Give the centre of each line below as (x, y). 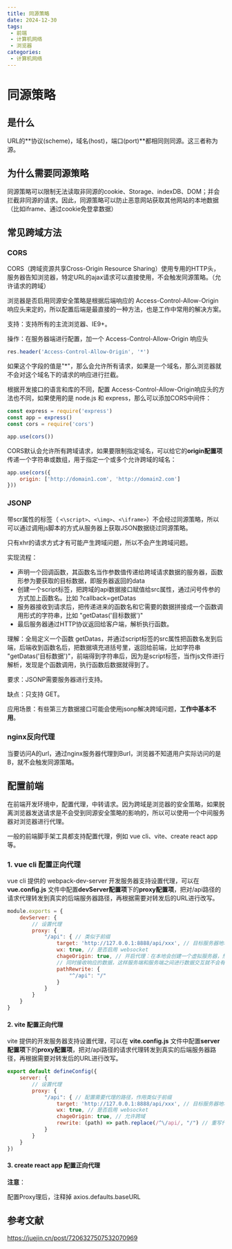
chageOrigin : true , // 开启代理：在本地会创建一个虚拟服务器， (139, 957)
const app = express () (40, 418)
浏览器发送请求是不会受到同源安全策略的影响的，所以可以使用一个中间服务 (119, 813)
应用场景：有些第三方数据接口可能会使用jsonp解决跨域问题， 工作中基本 (109, 709)
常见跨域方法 (35, 232)
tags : (15, 26)
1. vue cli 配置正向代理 (44, 865)
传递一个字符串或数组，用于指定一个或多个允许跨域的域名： (92, 459)
